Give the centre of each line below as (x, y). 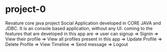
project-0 (26, 9)
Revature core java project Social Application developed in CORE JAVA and (83, 23)
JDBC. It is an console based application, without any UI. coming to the (79, 28)
